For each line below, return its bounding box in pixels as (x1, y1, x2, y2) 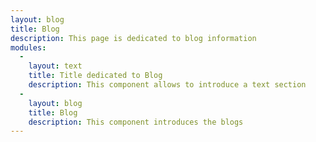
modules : (10, 42, 47, 53)
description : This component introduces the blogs (28, 117, 244, 127)
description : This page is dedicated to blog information (10, 33, 257, 43)
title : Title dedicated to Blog (28, 71, 163, 81)
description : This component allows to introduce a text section (28, 80, 307, 90)
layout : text (28, 61, 83, 71)
